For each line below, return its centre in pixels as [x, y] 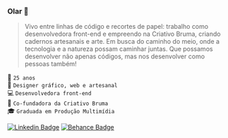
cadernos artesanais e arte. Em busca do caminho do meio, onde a [122, 42]
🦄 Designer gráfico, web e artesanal [62, 85]
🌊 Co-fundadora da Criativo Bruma [58, 103]
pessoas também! [50, 64]
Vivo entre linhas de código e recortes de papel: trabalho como [116, 27]
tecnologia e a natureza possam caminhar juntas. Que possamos [119, 49]
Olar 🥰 [18, 11]
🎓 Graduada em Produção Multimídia [61, 111]
